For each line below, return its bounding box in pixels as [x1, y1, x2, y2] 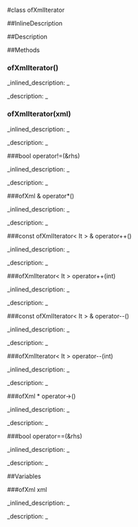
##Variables [7, 472, 41, 480]
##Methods [7, 46, 40, 54]
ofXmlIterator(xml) [7, 110, 71, 119]
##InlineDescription [7, 19, 63, 27]
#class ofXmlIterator [7, 6, 65, 14]
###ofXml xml [7, 485, 47, 493]
